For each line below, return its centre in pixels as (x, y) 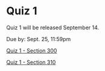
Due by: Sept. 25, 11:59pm (39, 39)
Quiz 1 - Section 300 (32, 50)
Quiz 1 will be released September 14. (53, 27)
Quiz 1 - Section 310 (31, 62)
